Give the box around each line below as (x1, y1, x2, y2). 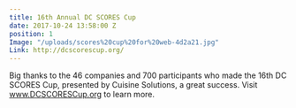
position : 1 (9, 29, 53, 38)
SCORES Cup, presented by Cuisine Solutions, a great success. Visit (9, 80, 258, 90)
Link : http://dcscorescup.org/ (9, 46, 125, 55)
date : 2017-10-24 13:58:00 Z (9, 21, 117, 30)
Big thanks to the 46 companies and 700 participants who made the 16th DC (9, 70, 287, 81)
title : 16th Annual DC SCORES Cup (9, 12, 137, 22)
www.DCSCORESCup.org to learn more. (9, 89, 156, 100)
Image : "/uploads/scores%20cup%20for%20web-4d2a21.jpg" (9, 37, 219, 47)
